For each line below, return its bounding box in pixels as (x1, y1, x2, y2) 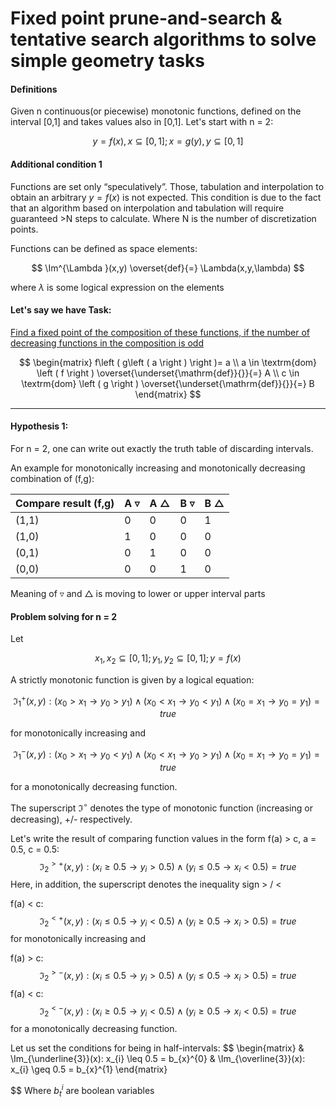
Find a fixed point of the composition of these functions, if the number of (10, 326, 310, 338)
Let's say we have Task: (10, 304, 112, 316)
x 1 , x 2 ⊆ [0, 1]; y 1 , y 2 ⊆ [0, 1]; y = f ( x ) (94, 652, 242, 666)
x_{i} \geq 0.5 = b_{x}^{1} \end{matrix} (10, 1063, 168, 1076)
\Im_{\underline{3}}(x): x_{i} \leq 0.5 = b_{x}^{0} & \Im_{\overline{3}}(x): (10, 1053, 306, 1065)
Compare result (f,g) (15, 497, 115, 510)
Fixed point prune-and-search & (10, 7, 283, 30)
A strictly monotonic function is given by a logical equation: (10, 674, 255, 686)
